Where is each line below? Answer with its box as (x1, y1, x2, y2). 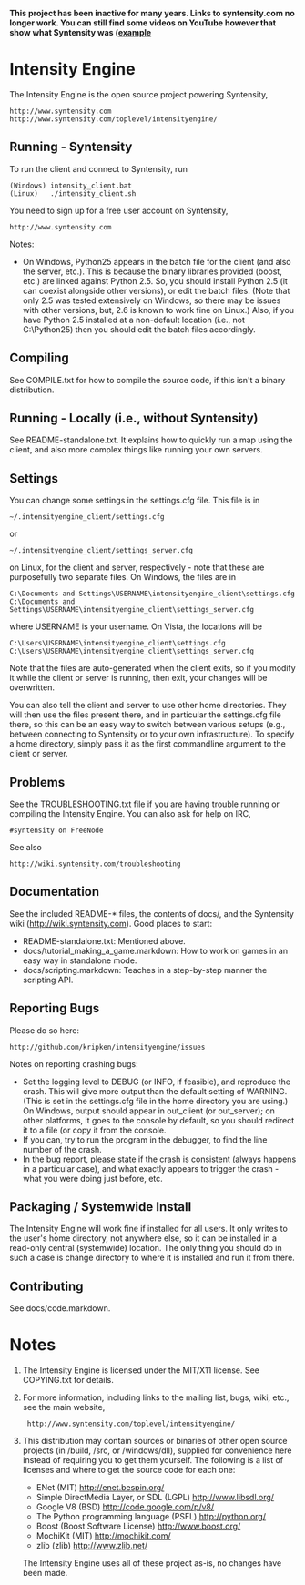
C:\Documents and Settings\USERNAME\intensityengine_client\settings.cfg (9, 589, 296, 599)
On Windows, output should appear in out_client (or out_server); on (22, 1105, 276, 1116)
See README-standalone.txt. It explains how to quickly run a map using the (9, 434, 293, 445)
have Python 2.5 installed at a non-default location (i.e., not (22, 314, 246, 325)
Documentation (9, 884, 100, 899)
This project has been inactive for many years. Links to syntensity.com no (9, 8, 296, 18)
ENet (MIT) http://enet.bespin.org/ (36, 1482, 165, 1493)
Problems (9, 774, 66, 790)
